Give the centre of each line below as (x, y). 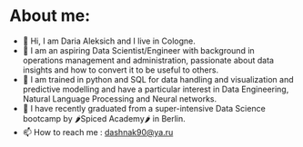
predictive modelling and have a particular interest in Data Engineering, (156, 89)
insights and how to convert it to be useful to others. (121, 70)
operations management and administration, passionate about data (148, 60)
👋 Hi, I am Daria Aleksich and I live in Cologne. (109, 41)
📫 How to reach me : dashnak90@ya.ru (98, 132)
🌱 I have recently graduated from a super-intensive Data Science (144, 108)
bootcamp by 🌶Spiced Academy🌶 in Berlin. (104, 118)
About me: (50, 16)
